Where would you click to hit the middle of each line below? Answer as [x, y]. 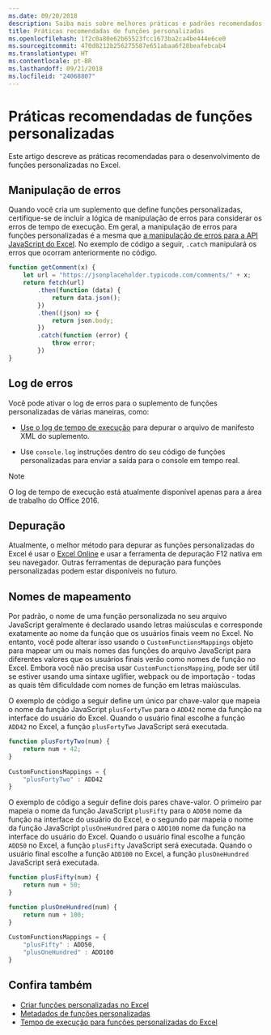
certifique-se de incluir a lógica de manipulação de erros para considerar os [135, 218]
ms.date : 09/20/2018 [43, 16]
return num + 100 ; [54, 915]
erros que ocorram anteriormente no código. [83, 253]
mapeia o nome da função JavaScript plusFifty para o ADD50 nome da [125, 811]
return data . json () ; [86, 298]
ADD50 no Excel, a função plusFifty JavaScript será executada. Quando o [130, 845]
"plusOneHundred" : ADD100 [68, 953]
